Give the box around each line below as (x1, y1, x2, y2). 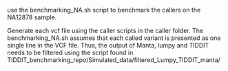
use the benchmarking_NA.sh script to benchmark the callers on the (7, 6, 201, 14)
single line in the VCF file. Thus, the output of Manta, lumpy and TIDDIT (7, 41, 209, 49)
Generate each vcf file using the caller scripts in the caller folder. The (7, 27, 204, 34)
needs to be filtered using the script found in (7, 48, 134, 57)
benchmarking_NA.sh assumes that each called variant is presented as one (7, 34, 221, 42)
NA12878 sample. (7, 13, 57, 21)
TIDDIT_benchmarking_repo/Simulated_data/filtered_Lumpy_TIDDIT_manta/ (7, 56, 220, 64)
